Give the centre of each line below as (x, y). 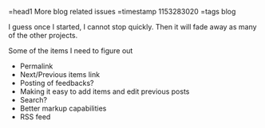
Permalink (36, 66)
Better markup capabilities (63, 108)
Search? (34, 100)
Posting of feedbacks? (57, 83)
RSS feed (35, 117)
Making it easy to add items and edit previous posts (105, 91)
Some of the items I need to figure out (71, 50)
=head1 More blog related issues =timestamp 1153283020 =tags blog (122, 12)
